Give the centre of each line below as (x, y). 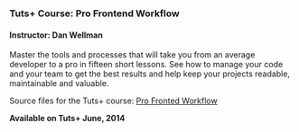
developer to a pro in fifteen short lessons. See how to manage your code (146, 65)
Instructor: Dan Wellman (56, 35)
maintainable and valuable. (59, 84)
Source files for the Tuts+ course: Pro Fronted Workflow (114, 101)
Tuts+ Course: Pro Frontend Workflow (94, 13)
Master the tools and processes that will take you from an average (132, 55)
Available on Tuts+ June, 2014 (67, 119)
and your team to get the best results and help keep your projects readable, (150, 74)
